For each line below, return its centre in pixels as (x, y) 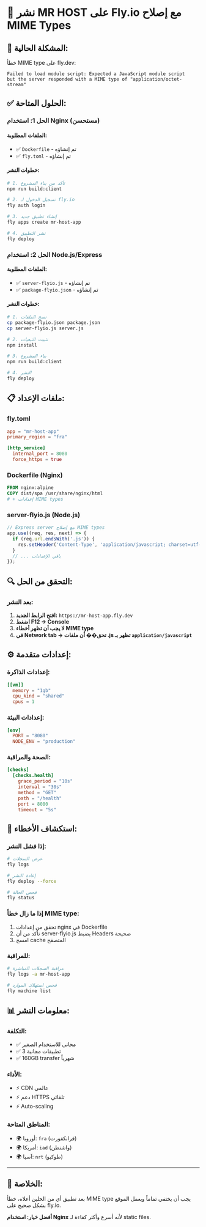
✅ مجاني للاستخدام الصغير (46, 1044)
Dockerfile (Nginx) (35, 475)
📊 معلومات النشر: (38, 1010)
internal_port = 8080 (40, 454)
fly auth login (26, 205)
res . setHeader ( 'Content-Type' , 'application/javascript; (92, 544)
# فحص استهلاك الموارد (32, 985)
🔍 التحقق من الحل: (40, 581)
